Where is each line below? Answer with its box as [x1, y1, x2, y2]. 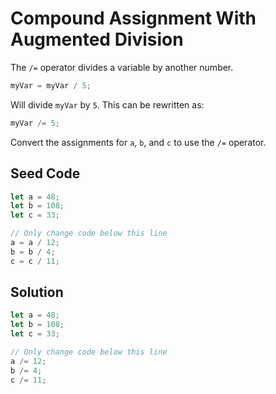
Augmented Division [10, 28, 184, 51]
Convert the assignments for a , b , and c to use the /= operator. [10, 136, 267, 148]
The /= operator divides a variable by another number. [10, 61, 234, 73]
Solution [10, 284, 64, 301]
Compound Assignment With [10, 7, 257, 30]
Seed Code [10, 165, 81, 182]
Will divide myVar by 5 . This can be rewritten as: [10, 98, 205, 111]
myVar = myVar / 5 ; [10, 80, 92, 91]
